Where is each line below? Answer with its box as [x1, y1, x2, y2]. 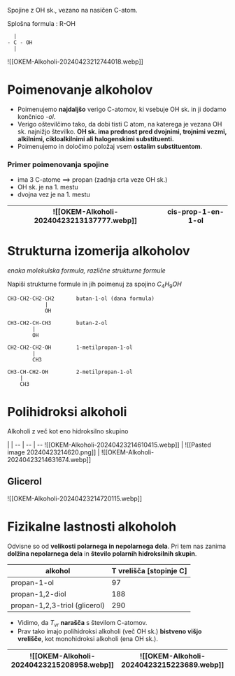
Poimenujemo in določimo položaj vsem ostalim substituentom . [17, 142, 203, 150]
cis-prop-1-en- [166, 207, 225, 217]
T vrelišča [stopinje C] [111, 566, 187, 575]
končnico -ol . [17, 112, 56, 121]
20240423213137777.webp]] [34, 216, 138, 226]
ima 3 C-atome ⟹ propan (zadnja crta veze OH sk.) [17, 175, 168, 184]
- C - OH [7, 39, 33, 46]
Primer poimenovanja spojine [7, 159, 109, 169]
